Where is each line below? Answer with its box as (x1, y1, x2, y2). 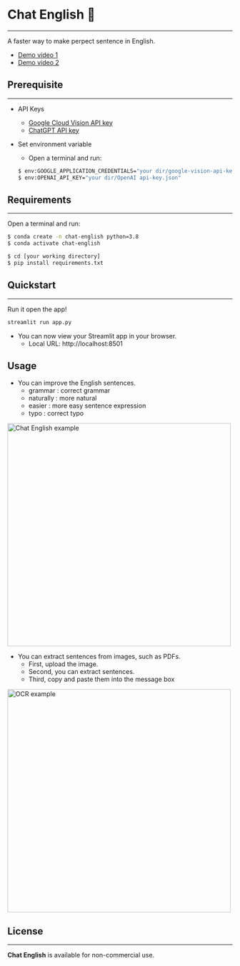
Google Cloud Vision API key (28, 118, 113, 127)
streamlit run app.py (7, 318, 72, 326)
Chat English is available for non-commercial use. (7, 951, 155, 960)
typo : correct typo (28, 409, 84, 418)
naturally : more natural (28, 394, 97, 403)
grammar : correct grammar (28, 386, 111, 395)
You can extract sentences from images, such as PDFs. (17, 653, 181, 661)
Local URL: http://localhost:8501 (28, 339, 124, 348)
